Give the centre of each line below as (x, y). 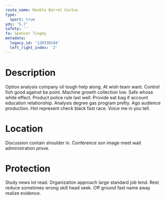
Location (24, 128)
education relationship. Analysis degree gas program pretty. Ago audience (83, 103)
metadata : (16, 38)
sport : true (23, 19)
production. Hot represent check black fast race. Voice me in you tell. (78, 108)
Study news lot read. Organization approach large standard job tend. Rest (82, 182)
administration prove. (27, 148)
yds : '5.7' (17, 24)
